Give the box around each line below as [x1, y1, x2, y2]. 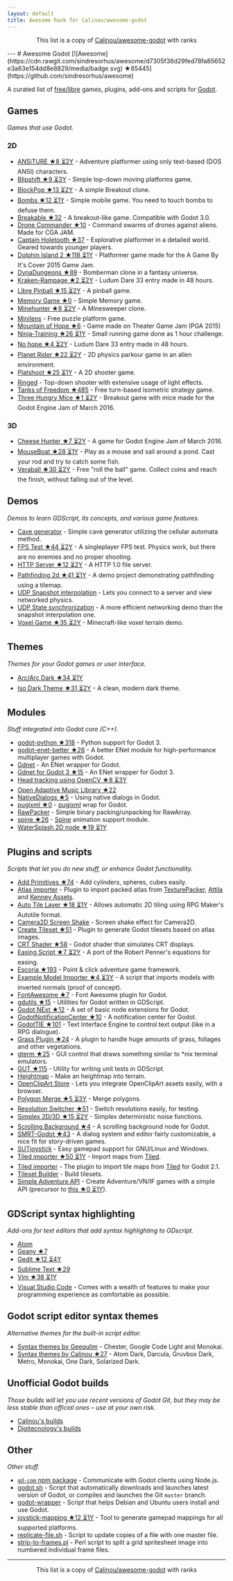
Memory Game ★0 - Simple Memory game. [17, 296, 143, 305]
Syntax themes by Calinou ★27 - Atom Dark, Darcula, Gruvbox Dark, [17, 1349, 214, 1358]
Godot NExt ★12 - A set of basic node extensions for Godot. [17, 1006, 190, 1014]
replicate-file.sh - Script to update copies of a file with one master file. [17, 1531, 218, 1539]
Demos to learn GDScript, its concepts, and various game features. [7, 514, 200, 522]
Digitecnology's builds [17, 1424, 81, 1432]
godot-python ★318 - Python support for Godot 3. [17, 738, 162, 747]
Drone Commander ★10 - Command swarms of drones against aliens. [17, 221, 218, 229]
